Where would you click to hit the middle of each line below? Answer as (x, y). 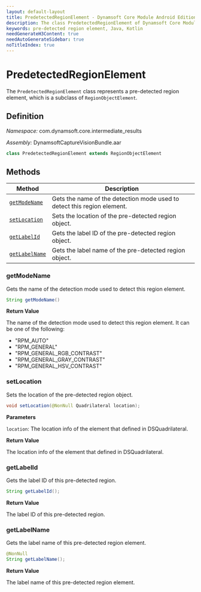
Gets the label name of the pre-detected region (118, 251)
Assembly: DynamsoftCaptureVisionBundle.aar (64, 142)
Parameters (21, 417)
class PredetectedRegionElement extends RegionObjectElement (84, 153)
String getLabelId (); (33, 491)
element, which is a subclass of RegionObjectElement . (72, 97)
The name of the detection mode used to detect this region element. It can (98, 323)
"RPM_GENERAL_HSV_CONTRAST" (58, 366)
